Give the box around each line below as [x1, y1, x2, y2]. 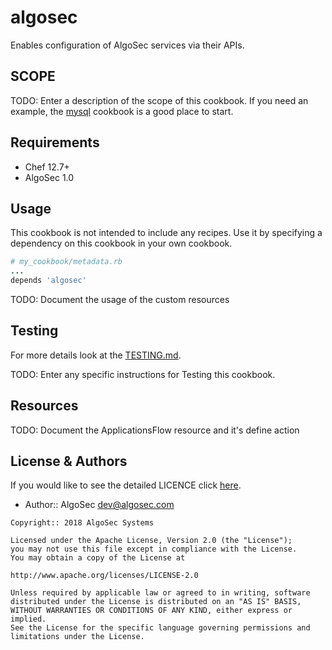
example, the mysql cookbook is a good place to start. [10, 105, 234, 117]
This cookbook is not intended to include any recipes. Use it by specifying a [10, 227, 323, 239]
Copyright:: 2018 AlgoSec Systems [10, 518, 155, 528]
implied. [10, 614, 47, 625]
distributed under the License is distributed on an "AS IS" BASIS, [10, 597, 302, 607]
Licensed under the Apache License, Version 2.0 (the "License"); [10, 536, 293, 546]
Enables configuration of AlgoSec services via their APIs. [10, 39, 245, 51]
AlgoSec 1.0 [24, 171, 75, 183]
